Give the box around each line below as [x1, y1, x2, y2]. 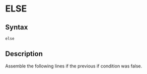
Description [5, 49, 43, 58]
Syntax [5, 23, 28, 31]
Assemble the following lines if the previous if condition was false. [5, 63, 142, 69]
